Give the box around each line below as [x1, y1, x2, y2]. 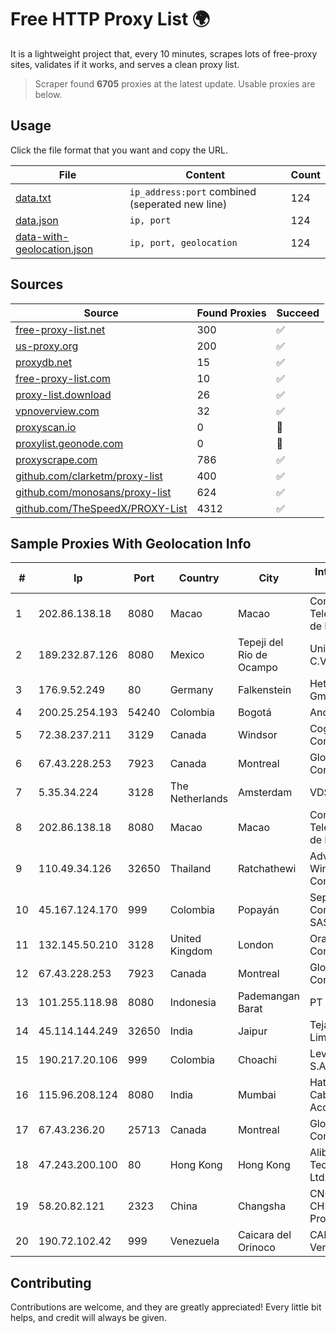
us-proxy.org [15, 339, 79, 353]
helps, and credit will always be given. [10, 1312, 167, 1324]
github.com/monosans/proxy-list [15, 485, 172, 499]
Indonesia [169, 996, 217, 1010]
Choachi [237, 1053, 278, 1067]
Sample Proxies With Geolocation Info [10, 535, 252, 552]
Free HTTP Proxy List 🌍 [10, 8, 211, 31]
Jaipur [237, 1024, 268, 1038]
